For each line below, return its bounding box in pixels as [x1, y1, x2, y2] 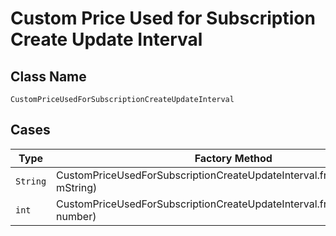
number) [56, 209, 97, 223]
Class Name [10, 68, 87, 85]
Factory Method [194, 151, 273, 165]
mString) [56, 180, 98, 194]
